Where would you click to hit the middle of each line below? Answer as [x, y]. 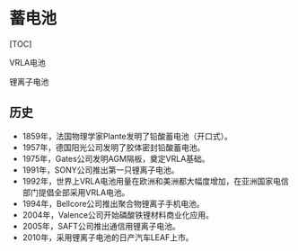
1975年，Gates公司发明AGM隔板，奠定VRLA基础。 [116, 158]
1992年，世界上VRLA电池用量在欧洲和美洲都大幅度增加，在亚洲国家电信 [155, 181]
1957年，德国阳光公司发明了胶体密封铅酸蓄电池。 [114, 147]
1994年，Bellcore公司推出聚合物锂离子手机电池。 [113, 203]
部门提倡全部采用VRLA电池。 [76, 192]
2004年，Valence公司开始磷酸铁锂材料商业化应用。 [118, 215]
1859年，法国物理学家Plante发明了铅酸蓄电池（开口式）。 [127, 136]
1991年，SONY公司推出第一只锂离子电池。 [101, 170]
